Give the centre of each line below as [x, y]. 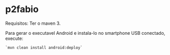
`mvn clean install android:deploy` [44, 47]
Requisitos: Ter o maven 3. [33, 23]
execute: [14, 38]
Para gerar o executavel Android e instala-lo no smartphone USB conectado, [85, 33]
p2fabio [22, 9]
